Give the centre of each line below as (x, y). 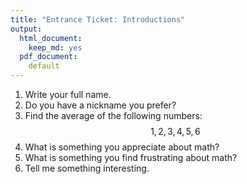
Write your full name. (68, 94)
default (44, 66)
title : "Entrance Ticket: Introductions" (98, 19)
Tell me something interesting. (87, 168)
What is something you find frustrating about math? (131, 157)
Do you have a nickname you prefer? (100, 105)
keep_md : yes (55, 47)
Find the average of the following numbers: (113, 115)
